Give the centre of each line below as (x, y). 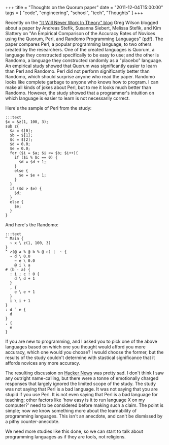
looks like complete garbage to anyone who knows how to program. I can (82, 82)
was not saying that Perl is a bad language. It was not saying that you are (82, 389)
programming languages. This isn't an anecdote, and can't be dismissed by (84, 416)
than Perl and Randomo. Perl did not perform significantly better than (77, 71)
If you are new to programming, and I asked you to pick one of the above (81, 341)
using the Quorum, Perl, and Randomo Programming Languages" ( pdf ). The (84, 39)
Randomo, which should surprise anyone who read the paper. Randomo (80, 77)
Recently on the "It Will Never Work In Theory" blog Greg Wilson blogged (82, 23)
